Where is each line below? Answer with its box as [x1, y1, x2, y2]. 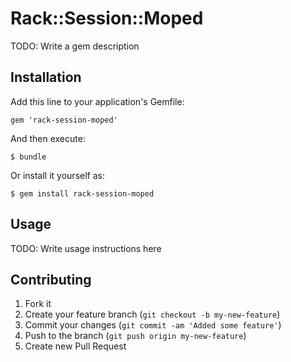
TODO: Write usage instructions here [10, 242, 162, 254]
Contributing [10, 271, 92, 288]
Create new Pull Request [24, 340, 127, 352]
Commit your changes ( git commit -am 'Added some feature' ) [24, 319, 282, 331]
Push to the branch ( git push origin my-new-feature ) [24, 330, 247, 342]
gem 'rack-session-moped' [10, 115, 118, 125]
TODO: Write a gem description [10, 40, 140, 52]
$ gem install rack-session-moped [10, 188, 155, 199]
